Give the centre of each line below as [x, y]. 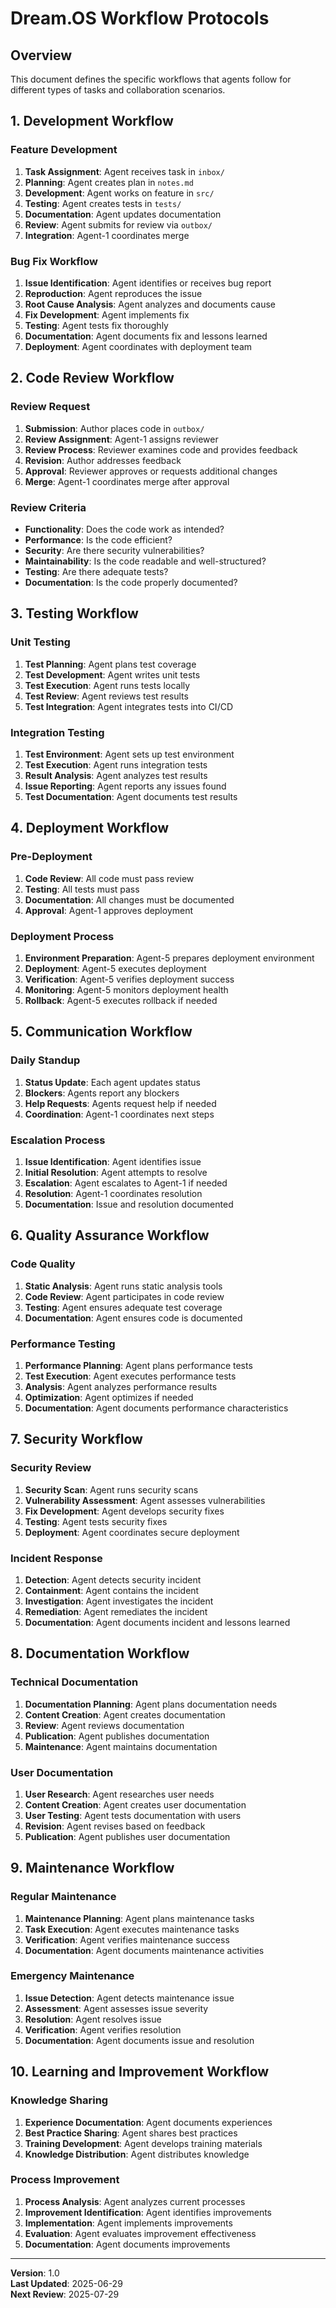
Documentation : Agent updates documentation [123, 214]
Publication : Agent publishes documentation [117, 1736]
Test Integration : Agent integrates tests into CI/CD [129, 706]
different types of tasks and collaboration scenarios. [118, 90]
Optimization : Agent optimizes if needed [109, 1397]
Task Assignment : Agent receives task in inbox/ [124, 171]
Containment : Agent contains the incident [112, 1590]
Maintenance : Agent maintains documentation [121, 1746]
